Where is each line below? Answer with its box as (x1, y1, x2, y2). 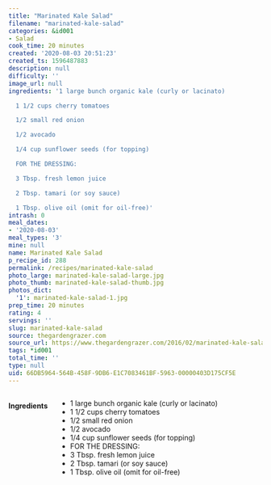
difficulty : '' (8, 72, 60, 80)
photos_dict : (8, 286, 52, 295)
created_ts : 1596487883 (8, 57, 89, 65)
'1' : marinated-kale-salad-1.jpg (15, 294, 128, 302)
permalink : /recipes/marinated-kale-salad (8, 264, 153, 272)
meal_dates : (8, 219, 48, 227)
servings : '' (8, 316, 52, 324)
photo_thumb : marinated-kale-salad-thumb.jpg (8, 279, 164, 287)
